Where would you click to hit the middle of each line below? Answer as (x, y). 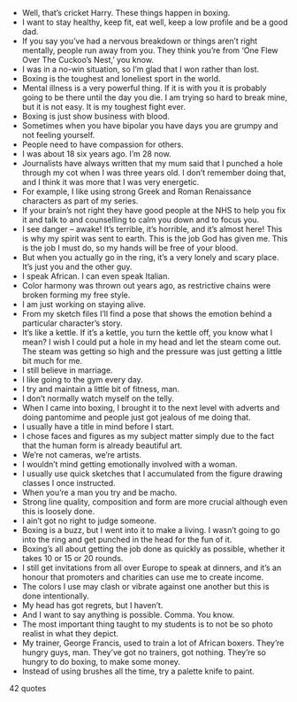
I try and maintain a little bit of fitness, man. (100, 389)
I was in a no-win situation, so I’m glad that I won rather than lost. (141, 69)
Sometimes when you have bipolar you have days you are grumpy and (150, 126)
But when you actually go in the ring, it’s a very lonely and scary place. (150, 257)
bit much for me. (52, 361)
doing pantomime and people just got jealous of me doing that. (136, 417)
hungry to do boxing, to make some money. (101, 662)
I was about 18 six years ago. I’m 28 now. (96, 154)
